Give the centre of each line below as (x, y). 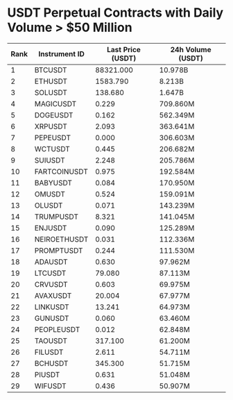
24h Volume (191, 49)
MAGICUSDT (55, 103)
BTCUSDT (51, 69)
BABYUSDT (53, 183)
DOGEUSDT (54, 115)
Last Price (123, 49)
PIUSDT (47, 374)
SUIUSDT (50, 160)
